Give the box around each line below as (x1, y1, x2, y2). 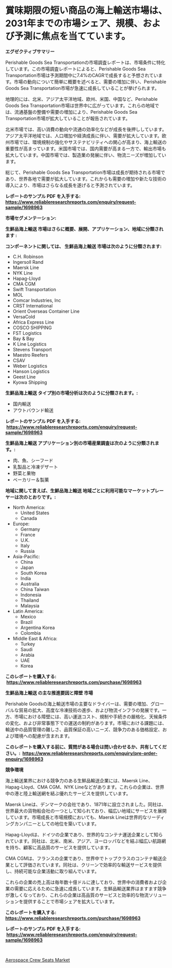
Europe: (12, 521, 30, 527)
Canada (20, 515, 37, 521)
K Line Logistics (12, 340, 47, 347)
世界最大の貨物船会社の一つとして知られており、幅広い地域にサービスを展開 (5, 808, 167, 814)
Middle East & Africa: (12, 635, 58, 641)
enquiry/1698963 (5, 756, 44, 762)
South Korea (20, 569, 47, 576)
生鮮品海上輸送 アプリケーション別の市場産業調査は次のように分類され (5, 440, 155, 446)
